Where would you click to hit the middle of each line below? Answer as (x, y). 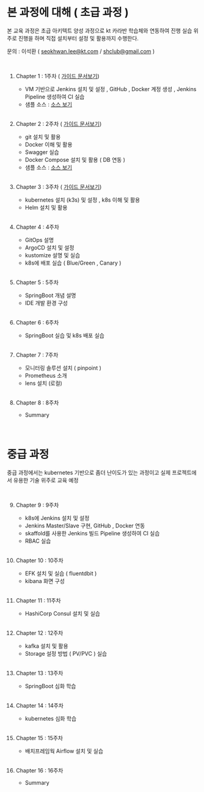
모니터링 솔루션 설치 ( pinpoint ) (63, 368)
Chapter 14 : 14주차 (39, 705)
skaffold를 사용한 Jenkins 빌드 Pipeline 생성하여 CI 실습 (92, 533)
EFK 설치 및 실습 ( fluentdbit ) (61, 573)
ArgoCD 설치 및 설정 (49, 248)
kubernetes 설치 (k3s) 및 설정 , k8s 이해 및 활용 (82, 200)
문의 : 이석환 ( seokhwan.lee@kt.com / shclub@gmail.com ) (81, 51)
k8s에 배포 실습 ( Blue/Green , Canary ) (73, 263)
